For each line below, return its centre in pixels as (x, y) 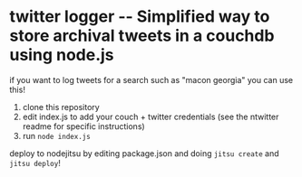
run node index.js (56, 135)
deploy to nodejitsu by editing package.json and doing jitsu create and (144, 153)
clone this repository (61, 107)
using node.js (62, 55)
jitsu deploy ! (35, 163)
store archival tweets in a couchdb (142, 36)
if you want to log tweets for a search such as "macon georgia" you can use (151, 79)
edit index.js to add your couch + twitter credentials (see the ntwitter (151, 116)
